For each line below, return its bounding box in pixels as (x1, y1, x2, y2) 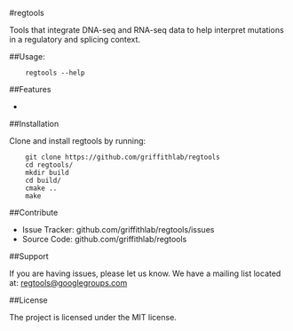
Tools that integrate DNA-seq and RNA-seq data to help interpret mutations (9, 25, 284, 35)
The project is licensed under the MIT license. (9, 312, 178, 322)
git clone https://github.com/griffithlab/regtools (25, 153, 220, 162)
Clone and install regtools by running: (9, 136, 146, 146)
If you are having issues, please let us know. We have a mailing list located (9, 268, 281, 279)
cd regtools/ (25, 161, 74, 169)
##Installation (9, 119, 59, 129)
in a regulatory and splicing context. (9, 35, 140, 44)
